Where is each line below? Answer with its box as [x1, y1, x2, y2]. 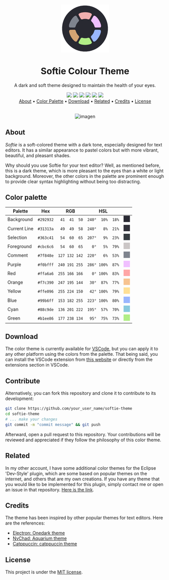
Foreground [7, 243, 32, 250]
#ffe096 [37, 289, 54, 294]
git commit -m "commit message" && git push [5, 422, 101, 427]
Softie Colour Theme [40, 66, 130, 77]
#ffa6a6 [37, 271, 54, 276]
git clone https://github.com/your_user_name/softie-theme [5, 406, 133, 411]
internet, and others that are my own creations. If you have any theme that [5, 476, 160, 482]
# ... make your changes [5, 416, 58, 422]
